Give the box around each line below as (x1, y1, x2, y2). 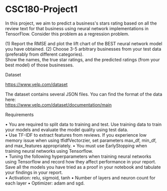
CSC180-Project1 (5, 4, 78, 15)
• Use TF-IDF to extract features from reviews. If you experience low (5, 132, 146, 138)
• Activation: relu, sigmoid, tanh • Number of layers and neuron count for (5, 174, 156, 180)
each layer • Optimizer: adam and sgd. (5, 180, 85, 186)
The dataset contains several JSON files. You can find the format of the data (5, 91, 162, 97)
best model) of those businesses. (5, 62, 74, 68)
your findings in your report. (5, 169, 63, 175)
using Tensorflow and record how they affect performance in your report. (5, 158, 156, 164)
